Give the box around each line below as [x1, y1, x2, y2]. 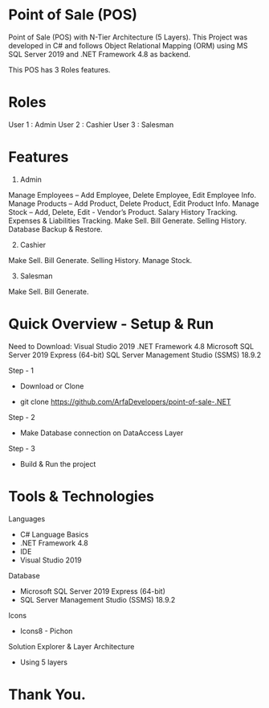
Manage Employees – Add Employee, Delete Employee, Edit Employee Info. [8, 190, 257, 200]
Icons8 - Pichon [19, 626, 73, 636]
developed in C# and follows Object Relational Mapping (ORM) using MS [8, 40, 248, 50]
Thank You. [8, 685, 87, 703]
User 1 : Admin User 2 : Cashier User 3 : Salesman [8, 119, 174, 130]
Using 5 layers [19, 657, 68, 667]
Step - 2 [8, 412, 36, 422]
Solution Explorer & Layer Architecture [8, 641, 135, 651]
